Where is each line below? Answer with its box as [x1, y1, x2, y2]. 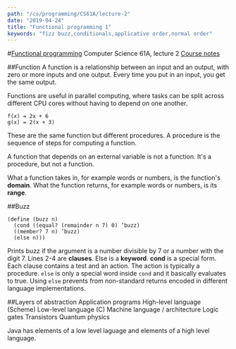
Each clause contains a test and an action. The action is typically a [7, 262, 200, 270]
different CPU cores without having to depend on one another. [7, 99, 188, 108]
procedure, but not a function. [7, 160, 94, 169]
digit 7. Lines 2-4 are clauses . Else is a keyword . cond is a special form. [7, 255, 217, 263]
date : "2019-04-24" [7, 17, 65, 24]
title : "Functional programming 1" [7, 23, 112, 30]
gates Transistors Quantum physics [7, 313, 111, 322]
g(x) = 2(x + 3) [7, 119, 55, 126]
